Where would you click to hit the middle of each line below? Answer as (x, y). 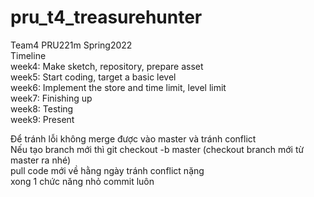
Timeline (28, 55)
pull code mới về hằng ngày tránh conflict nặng (107, 170)
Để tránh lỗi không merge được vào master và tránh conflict (133, 138)
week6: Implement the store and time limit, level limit (118, 87)
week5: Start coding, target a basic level (93, 77)
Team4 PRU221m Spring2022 (71, 45)
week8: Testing (42, 108)
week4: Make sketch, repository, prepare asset (107, 66)
